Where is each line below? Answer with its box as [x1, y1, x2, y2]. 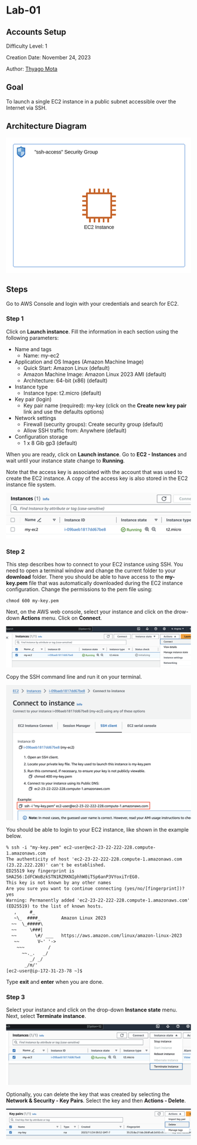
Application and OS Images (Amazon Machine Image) [14, 358, 144, 365]
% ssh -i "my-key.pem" [6, 844, 62, 850]
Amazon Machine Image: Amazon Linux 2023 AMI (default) [23, 370, 167, 378]
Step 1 [6, 315, 24, 323]
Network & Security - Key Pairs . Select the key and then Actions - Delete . [6, 1097, 186, 1104]
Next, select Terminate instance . [6, 1013, 86, 1020]
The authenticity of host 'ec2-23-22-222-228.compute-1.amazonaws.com [6, 856, 182, 862]
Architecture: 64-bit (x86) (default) [23, 377, 108, 384]
